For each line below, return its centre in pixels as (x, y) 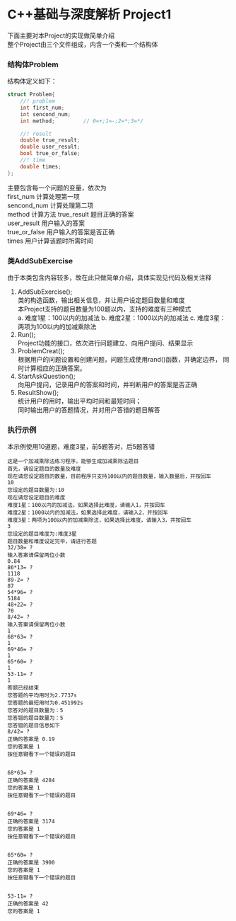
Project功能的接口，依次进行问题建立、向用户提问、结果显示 (105, 343)
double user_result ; (50, 147)
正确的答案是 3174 (31, 822)
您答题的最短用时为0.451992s (45, 703)
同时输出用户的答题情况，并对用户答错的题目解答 (89, 410)
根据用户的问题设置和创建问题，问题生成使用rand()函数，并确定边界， (119, 360)
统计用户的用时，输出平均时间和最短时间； (79, 401)
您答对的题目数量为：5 (35, 711)
